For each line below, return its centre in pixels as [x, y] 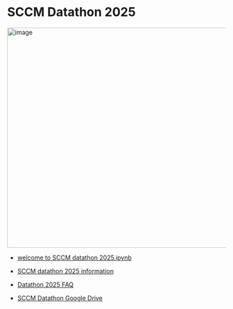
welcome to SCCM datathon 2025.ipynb [74, 257]
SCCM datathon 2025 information [66, 271]
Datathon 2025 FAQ [45, 284]
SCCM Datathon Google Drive [60, 298]
